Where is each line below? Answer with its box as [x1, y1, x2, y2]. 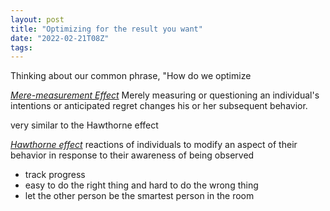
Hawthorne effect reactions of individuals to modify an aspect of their [10, 139, 298, 151]
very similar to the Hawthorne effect [10, 119, 159, 131]
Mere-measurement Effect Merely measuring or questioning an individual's [10, 89, 320, 101]
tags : [10, 42, 33, 53]
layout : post [10, 14, 65, 25]
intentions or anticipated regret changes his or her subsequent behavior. [10, 100, 308, 112]
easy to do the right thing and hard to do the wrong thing [24, 179, 259, 191]
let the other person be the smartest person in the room [24, 190, 255, 202]
